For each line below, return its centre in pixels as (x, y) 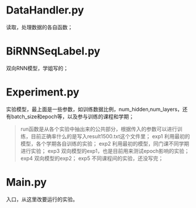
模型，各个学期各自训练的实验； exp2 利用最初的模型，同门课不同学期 (105, 144)
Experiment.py (43, 92)
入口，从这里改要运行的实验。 (42, 199)
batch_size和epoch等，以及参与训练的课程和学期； (73, 116)
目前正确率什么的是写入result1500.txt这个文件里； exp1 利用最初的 (110, 136)
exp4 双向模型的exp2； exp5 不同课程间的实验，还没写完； (92, 158)
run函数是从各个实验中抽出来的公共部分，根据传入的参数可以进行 (99, 129)
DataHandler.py (45, 10)
